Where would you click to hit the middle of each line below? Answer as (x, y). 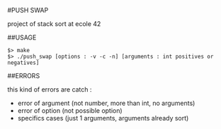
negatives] (23, 63)
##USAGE (22, 37)
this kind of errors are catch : (50, 90)
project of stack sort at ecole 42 (54, 24)
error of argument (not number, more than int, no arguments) (106, 103)
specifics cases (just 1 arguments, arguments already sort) (103, 118)
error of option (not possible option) (70, 111)
